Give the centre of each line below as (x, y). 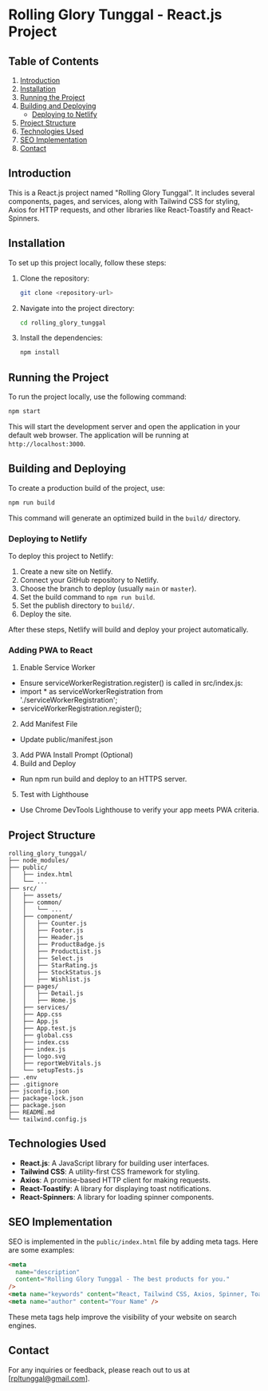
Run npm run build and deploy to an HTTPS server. (103, 779)
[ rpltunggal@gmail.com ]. (49, 1378)
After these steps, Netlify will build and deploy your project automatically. (128, 629)
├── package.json (37, 1106)
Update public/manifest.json (66, 739)
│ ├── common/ (35, 903)
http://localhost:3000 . (47, 443)
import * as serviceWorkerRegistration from (91, 692)
